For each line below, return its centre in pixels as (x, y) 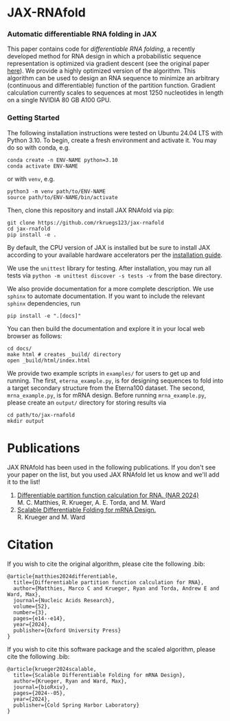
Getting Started (33, 118)
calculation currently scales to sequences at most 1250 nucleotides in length (115, 93)
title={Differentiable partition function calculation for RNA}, (109, 582)
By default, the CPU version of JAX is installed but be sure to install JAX (109, 247)
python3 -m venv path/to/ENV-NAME (57, 191)
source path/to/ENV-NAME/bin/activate (62, 197)
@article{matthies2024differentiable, (62, 576)
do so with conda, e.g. (39, 147)
